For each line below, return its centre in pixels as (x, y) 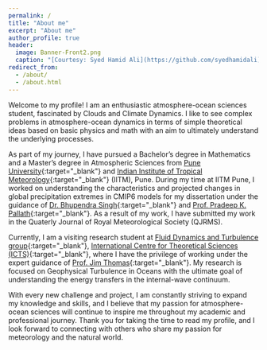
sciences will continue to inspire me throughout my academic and (138, 312)
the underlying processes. (51, 138)
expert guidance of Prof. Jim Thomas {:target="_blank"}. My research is (125, 262)
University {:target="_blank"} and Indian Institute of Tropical (105, 171)
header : (21, 45)
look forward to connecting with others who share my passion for (115, 329)
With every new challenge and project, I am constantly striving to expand (128, 294)
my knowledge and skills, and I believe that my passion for (104, 303)
